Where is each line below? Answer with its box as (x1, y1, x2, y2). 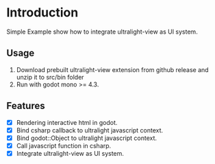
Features (6, 100, 45, 112)
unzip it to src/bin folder (16, 73, 84, 81)
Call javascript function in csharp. (16, 141, 112, 150)
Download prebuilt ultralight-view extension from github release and (16, 65, 210, 73)
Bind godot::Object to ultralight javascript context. (16, 134, 157, 142)
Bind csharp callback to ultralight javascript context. (16, 126, 164, 134)
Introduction (6, 5, 79, 21)
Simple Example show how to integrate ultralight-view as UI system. (6, 27, 198, 36)
